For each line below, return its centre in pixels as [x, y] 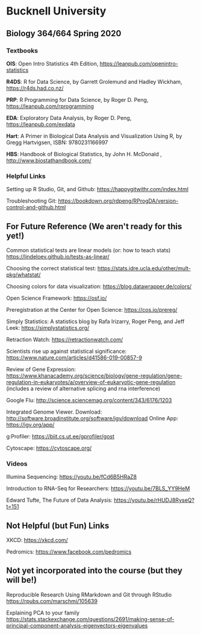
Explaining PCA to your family [43, 613]
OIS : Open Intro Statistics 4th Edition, [52, 63]
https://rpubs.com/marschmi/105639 [52, 601]
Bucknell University [56, 11]
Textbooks [22, 51]
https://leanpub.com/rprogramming [50, 106]
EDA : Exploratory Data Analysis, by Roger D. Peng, [69, 118]
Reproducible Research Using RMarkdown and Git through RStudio [89, 595]
